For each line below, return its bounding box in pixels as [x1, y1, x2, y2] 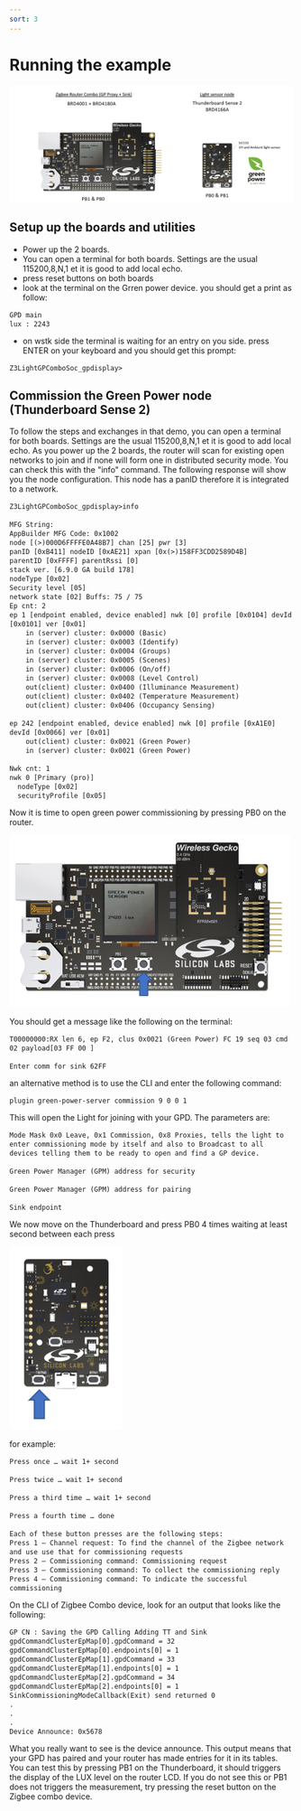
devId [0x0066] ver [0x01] [9, 728, 111, 737]
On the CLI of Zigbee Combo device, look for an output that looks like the [9, 1600, 281, 1610]
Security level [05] [9, 584, 87, 593]
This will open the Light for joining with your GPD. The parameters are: [9, 1112, 270, 1123]
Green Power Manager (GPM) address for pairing [9, 1185, 192, 1195]
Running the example [9, 54, 172, 75]
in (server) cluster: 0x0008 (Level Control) [25, 674, 200, 683]
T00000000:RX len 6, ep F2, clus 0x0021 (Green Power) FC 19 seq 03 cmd [9, 1035, 288, 1044]
